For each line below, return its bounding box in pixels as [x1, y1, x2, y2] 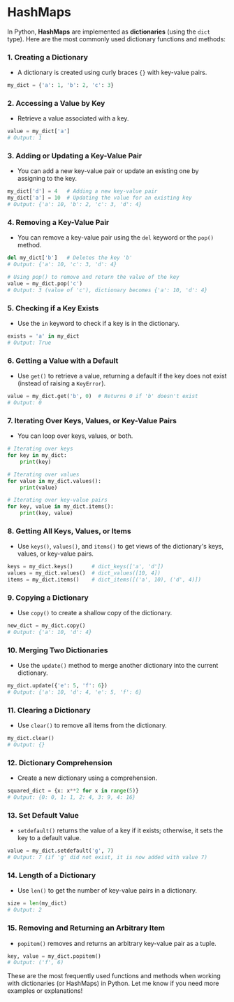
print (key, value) [20, 509, 73, 517]
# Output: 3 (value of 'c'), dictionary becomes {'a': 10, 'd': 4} [7, 287, 208, 294]
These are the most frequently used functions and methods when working [7, 972, 221, 980]
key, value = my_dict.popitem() [7, 952, 101, 960]
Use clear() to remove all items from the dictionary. [17, 721, 168, 729]
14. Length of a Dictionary [7, 870, 96, 880]
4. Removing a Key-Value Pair [7, 218, 110, 227]
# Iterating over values [7, 471, 80, 478]
